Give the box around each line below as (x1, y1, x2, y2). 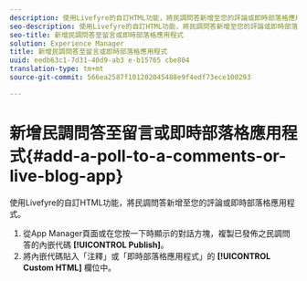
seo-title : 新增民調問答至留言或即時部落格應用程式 (9, 30, 185, 39)
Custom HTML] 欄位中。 (22, 262, 117, 273)
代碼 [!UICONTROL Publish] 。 (54, 239, 169, 250)
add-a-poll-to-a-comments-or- (43, 145, 287, 166)
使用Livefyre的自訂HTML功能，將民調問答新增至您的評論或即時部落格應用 (9, 197, 288, 208)
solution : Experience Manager (9, 38, 125, 48)
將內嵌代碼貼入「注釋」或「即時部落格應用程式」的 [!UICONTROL (22, 250, 271, 261)
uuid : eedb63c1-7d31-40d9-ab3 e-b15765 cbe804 (9, 56, 190, 65)
